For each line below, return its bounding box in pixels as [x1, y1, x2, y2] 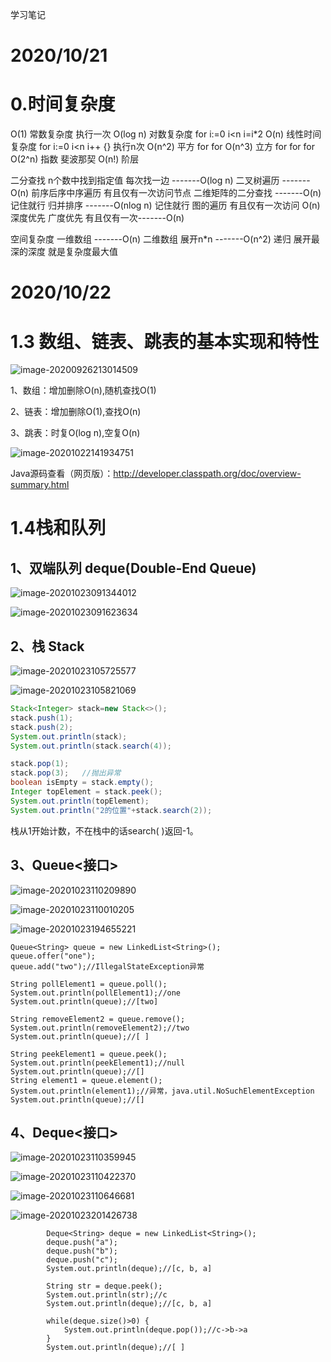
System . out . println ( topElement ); [10, 796, 150, 806]
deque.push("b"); [46, 1246, 118, 1257]
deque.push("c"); [46, 1255, 118, 1265]
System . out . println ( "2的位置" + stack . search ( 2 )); [10, 805, 213, 815]
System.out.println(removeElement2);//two [10, 1023, 190, 1033]
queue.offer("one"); [10, 951, 97, 961]
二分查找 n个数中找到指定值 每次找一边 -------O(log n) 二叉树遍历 [10, 174, 280, 187]
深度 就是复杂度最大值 [27, 246, 118, 258]
